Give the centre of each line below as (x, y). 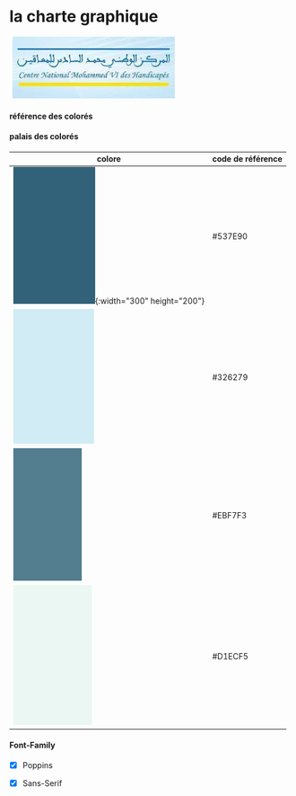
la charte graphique (84, 17)
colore (109, 159)
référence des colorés (51, 116)
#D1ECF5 (230, 656)
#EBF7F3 (230, 515)
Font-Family (32, 745)
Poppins (38, 765)
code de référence (247, 159)
